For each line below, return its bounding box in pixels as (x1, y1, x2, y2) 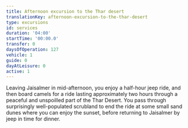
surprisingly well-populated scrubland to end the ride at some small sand (6, 103, 183, 110)
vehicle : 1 (6, 52, 33, 58)
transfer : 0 (6, 41, 35, 47)
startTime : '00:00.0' (6, 36, 59, 41)
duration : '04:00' (6, 30, 51, 36)
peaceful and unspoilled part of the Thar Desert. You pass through (6, 97, 167, 104)
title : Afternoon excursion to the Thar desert (6, 8, 125, 15)
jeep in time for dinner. (6, 115, 60, 123)
